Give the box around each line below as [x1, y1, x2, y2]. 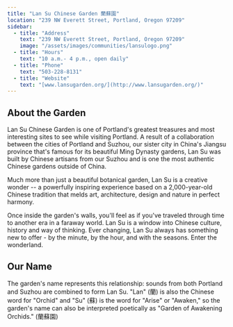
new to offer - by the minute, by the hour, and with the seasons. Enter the [7, 233, 217, 242]
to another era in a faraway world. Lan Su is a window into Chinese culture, [7, 219, 223, 227]
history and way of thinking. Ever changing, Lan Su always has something [7, 226, 218, 235]
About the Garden [7, 107, 86, 119]
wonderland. [7, 241, 44, 249]
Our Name [7, 261, 52, 273]
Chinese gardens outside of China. [7, 162, 106, 171]
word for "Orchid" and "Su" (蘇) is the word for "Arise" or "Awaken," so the [7, 296, 220, 304]
